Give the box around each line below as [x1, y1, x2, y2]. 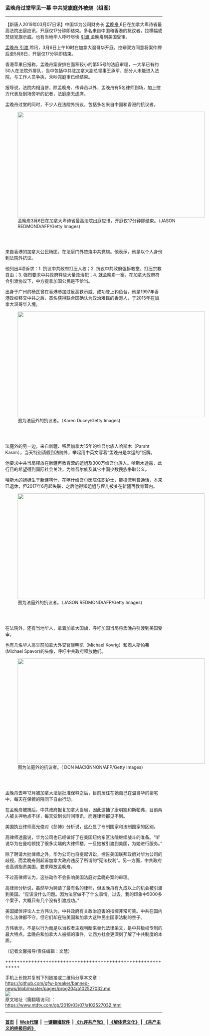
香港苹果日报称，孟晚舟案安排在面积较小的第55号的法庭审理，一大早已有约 [5, 62, 159, 68]
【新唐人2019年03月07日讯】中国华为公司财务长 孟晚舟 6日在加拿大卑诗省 [5, 22, 158, 28]
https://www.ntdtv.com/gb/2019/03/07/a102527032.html [5, 1002, 122, 1008]
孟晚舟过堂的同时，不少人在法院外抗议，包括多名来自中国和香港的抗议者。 [5, 102, 158, 108]
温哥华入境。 [13, 301, 40, 307]
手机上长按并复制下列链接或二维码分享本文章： [5, 974, 101, 981]
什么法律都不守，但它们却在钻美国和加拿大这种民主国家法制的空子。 [5, 914, 145, 920]
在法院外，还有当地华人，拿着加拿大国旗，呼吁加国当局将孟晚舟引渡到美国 [5, 625, 158, 631]
